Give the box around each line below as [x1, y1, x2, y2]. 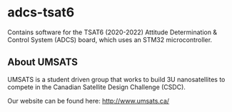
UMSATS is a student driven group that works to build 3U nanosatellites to [7, 75, 226, 83]
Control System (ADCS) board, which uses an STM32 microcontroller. [7, 35, 213, 44]
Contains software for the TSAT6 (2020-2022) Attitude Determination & [7, 28, 218, 36]
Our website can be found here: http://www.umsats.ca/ [7, 96, 170, 105]
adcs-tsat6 [7, 4, 75, 21]
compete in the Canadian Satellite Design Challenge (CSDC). [7, 83, 186, 91]
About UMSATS [7, 56, 79, 68]
